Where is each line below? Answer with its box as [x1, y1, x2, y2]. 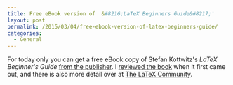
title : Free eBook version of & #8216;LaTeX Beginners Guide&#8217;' [7, 10, 215, 17]
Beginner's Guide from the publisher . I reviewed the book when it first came [7, 63, 226, 71]
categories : [7, 29, 42, 37]
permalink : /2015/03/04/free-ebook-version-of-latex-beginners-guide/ [7, 23, 218, 30]
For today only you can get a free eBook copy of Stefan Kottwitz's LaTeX [7, 55, 218, 63]
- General [13, 36, 42, 43]
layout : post [7, 17, 46, 24]
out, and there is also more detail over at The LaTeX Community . [7, 70, 193, 79]
